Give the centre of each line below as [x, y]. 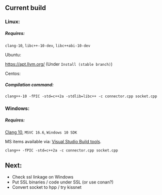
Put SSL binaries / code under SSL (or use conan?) [63, 182]
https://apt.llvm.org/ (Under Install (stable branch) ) [59, 64]
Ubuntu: [13, 55]
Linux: [13, 22]
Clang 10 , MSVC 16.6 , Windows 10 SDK [41, 132]
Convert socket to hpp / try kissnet [47, 187]
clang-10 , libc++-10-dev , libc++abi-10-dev [48, 45]
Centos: [13, 74]
